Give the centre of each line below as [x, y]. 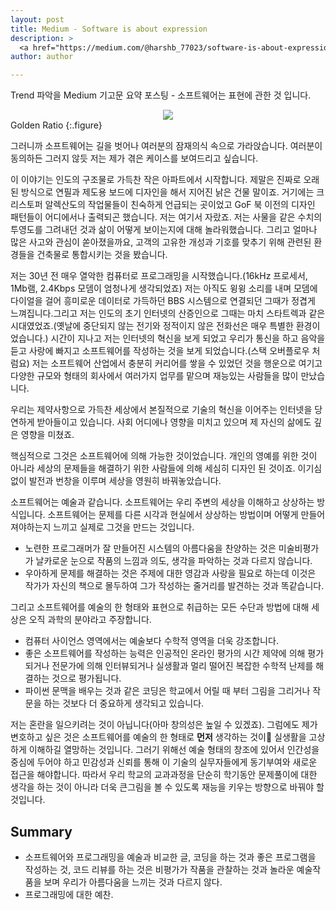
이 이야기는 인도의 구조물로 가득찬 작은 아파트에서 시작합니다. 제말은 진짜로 [156, 180]
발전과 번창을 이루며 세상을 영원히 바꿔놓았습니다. [125, 481]
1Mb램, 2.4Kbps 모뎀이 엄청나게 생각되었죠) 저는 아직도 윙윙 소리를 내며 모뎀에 [164, 288]
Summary [41, 831]
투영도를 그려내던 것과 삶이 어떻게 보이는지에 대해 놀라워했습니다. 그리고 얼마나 [164, 230]
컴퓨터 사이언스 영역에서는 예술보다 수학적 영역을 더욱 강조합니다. [151, 641]
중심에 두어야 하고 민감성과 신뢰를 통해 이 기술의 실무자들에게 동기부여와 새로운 [164, 762]
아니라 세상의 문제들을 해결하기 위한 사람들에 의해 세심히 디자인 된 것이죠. [153, 468]
